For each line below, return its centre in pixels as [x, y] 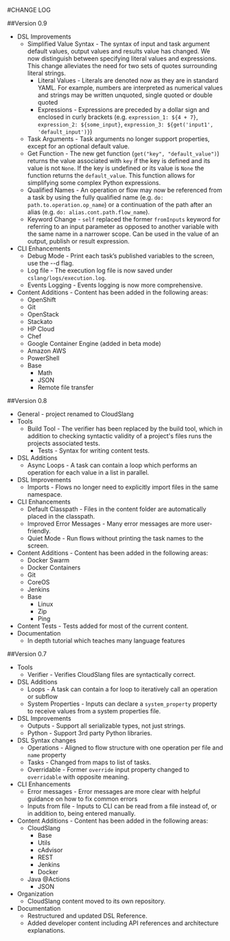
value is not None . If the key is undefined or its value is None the [116, 168]
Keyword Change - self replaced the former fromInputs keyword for [124, 219]
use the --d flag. [50, 263]
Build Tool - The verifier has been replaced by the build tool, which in [125, 429]
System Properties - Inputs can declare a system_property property [122, 704]
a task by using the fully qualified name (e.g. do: [95, 197]
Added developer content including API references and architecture [123, 923]
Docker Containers [54, 567]
